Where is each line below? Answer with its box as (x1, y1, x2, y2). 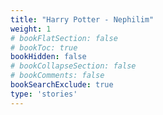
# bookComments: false (10, 71, 105, 81)
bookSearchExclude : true (10, 80, 114, 90)
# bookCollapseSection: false (10, 61, 137, 71)
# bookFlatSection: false (10, 33, 118, 43)
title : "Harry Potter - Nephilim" (10, 14, 155, 25)
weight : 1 (10, 24, 52, 34)
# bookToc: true (10, 42, 78, 53)
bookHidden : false (10, 52, 87, 62)
